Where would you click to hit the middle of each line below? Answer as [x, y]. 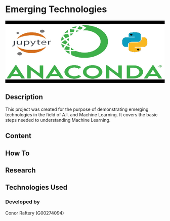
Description [24, 97]
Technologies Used [36, 187]
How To [17, 153]
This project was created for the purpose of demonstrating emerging [77, 109]
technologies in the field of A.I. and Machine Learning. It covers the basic [81, 114]
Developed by [23, 202]
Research [21, 170]
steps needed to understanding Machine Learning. [58, 120]
